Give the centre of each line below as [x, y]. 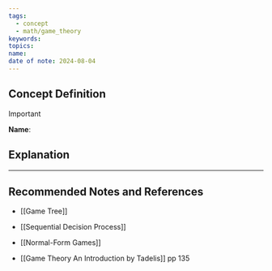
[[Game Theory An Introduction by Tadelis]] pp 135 [105, 258]
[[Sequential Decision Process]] [73, 227]
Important [25, 114]
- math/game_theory [49, 31]
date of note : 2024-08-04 [52, 62]
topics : [21, 46]
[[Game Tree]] [44, 211]
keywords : [25, 39]
